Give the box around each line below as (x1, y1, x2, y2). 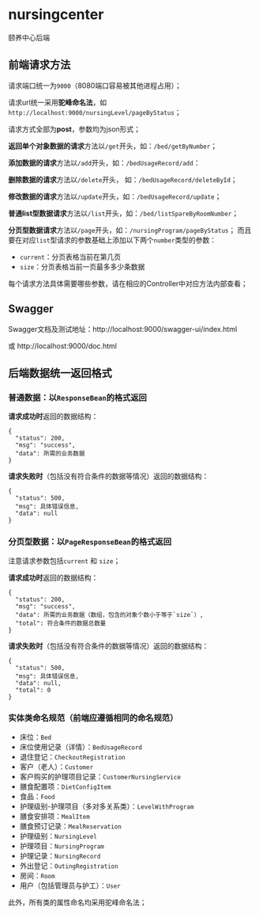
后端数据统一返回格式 (8, 366, 112, 379)
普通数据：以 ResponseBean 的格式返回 (8, 392, 148, 403)
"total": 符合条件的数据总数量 (15, 619, 107, 627)
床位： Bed (19, 732, 52, 741)
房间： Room (19, 870, 55, 880)
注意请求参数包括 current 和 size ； (8, 556, 121, 566)
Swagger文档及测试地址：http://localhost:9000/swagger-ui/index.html (8, 324, 238, 333)
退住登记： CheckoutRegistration (19, 752, 126, 761)
